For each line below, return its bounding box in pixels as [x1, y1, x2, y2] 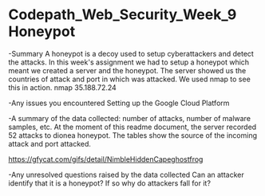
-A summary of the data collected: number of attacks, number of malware [8, 113, 251, 123]
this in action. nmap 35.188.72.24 [8, 82, 117, 92]
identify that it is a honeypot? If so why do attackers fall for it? [8, 178, 212, 188]
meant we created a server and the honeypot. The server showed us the [8, 65, 247, 75]
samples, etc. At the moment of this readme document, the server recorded [8, 122, 257, 131]
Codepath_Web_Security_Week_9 [8, 6, 237, 24]
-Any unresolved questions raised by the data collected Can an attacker [8, 170, 245, 179]
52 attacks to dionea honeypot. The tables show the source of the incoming [8, 130, 258, 140]
